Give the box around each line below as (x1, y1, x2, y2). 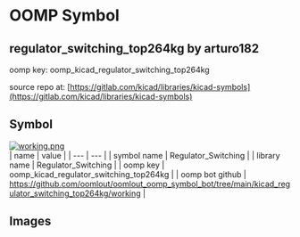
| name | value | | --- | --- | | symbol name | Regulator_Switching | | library (9, 150, 280, 160)
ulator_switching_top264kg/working (9, 188, 141, 199)
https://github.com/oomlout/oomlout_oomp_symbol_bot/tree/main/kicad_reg (9, 178, 291, 189)
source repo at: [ (9, 82, 71, 92)
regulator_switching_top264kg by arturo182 (9, 41, 260, 56)
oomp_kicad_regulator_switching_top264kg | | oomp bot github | (9, 168, 247, 179)
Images (9, 214, 52, 229)
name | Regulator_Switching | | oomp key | (9, 159, 165, 170)
